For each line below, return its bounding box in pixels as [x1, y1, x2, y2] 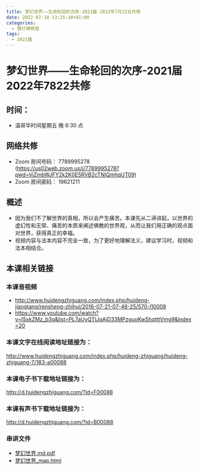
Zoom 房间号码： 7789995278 [14, 158, 90, 165]
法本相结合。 [14, 244, 47, 251]
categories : [6, 20, 36, 26]
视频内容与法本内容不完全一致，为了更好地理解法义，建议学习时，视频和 [14, 237, 193, 244]
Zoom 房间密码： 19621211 [14, 178, 80, 185]
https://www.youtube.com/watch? [14, 309, 99, 317]
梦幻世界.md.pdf [14, 449, 56, 456]
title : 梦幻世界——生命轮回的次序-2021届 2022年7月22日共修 [6, 8, 141, 15]
